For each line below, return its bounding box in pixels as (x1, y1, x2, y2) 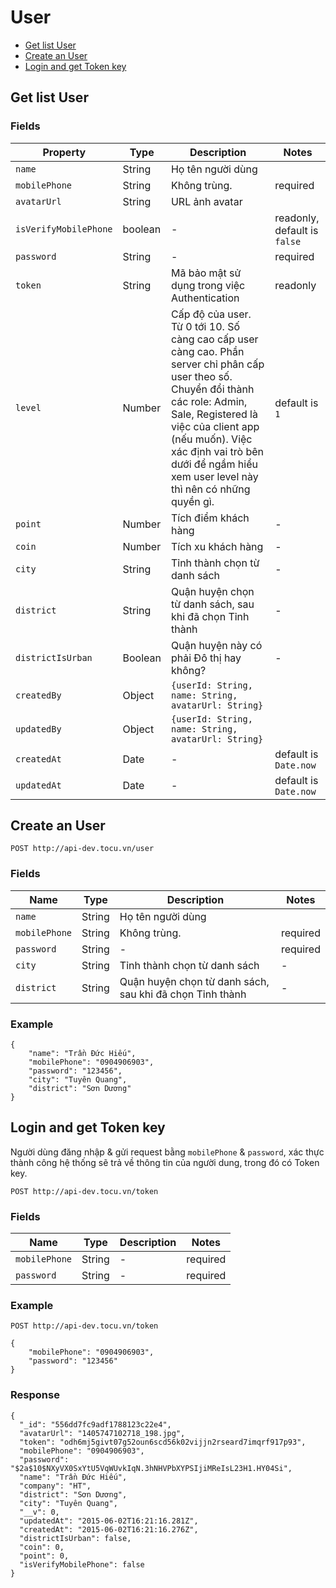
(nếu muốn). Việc (170, 432, 253, 446)
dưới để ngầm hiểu (170, 457, 258, 471)
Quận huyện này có (170, 638, 263, 652)
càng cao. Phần (170, 344, 245, 358)
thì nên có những (170, 482, 251, 496)
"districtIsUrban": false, (19, 1533, 132, 1543)
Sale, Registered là (170, 407, 258, 421)
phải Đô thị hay (170, 651, 242, 665)
